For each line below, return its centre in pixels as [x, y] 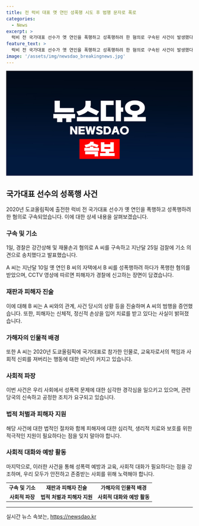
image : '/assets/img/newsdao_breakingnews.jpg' [66, 56]
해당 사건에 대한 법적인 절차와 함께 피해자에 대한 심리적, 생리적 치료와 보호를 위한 [99, 428]
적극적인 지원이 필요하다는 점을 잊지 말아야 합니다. [64, 435]
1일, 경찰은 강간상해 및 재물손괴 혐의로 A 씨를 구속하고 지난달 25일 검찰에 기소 [96, 248]
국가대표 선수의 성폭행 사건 [52, 194]
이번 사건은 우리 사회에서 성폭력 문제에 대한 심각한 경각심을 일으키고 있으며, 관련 [99, 390]
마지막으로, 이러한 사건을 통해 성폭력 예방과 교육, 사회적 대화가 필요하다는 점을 [96, 466]
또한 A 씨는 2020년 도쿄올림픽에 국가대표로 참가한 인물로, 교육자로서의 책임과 [96, 351]
